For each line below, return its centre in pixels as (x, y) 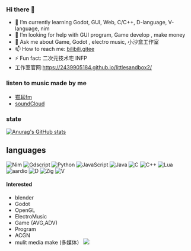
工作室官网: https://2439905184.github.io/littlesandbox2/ (83, 67)
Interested (19, 184)
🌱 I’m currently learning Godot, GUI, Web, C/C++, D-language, (91, 22)
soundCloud (30, 104)
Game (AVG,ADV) (36, 223)
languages (26, 150)
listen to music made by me (47, 83)
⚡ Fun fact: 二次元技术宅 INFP (51, 58)
